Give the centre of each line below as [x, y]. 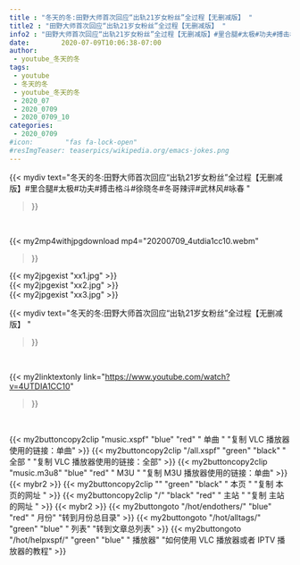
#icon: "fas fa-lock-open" [74, 142]
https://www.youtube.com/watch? [167, 376]
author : [24, 51]
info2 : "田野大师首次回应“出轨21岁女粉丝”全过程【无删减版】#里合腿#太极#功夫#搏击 [150, 34]
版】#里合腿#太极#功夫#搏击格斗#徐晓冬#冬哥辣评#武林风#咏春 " [130, 188]
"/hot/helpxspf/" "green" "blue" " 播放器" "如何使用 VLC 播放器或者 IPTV [142, 540]
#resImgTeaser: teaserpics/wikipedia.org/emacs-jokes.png [119, 150]
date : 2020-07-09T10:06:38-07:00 [86, 42]
